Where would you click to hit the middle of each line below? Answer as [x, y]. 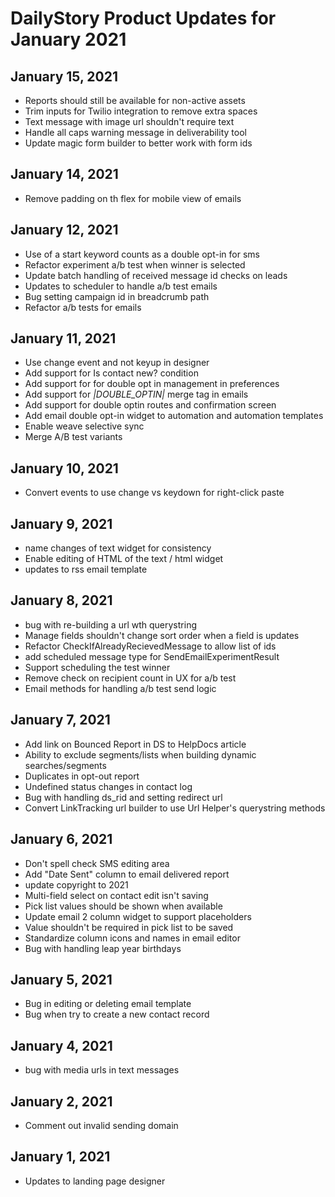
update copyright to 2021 [76, 884]
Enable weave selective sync [84, 426]
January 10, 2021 [64, 468]
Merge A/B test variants [73, 437]
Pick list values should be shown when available [123, 906]
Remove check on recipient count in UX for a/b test [130, 678]
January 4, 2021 [61, 1045]
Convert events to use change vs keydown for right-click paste [154, 493]
